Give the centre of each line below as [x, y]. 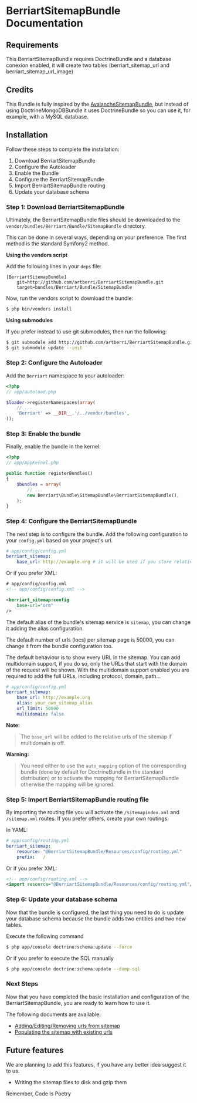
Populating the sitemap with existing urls [64, 1032]
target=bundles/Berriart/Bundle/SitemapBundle [74, 287]
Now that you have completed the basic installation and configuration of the [98, 997]
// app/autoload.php [31, 392]
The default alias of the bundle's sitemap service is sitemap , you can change [98, 622]
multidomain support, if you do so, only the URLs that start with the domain [97, 663]
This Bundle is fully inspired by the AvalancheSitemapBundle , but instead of [97, 104]
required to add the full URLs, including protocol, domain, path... [84, 676]
